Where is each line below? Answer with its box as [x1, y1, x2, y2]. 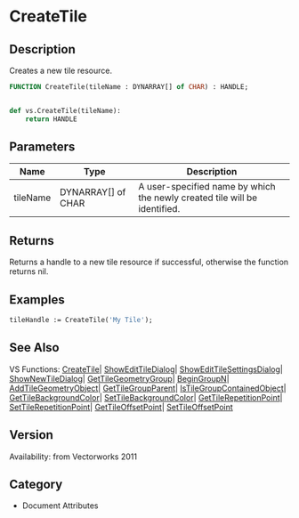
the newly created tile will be [137, 191, 258, 204]
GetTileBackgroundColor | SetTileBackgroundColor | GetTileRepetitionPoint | [9, 392, 283, 402]
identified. [137, 203, 181, 215]
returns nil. [9, 266, 49, 277]
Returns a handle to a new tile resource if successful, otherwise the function [9, 256, 289, 268]
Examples [9, 292, 65, 307]
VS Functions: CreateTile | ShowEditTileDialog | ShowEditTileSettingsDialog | [9, 363, 283, 375]
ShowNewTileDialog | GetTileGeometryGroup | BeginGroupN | [9, 373, 230, 384]
